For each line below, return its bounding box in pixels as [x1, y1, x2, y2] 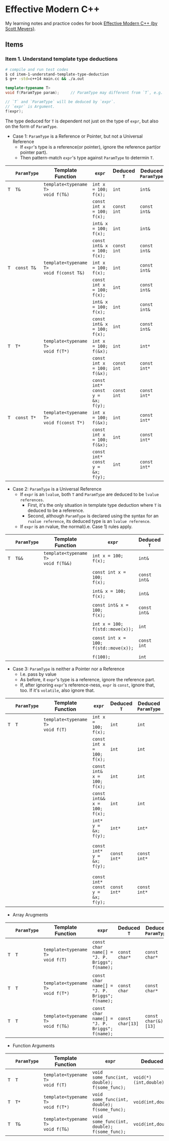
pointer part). [20, 149, 48, 155]
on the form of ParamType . [5, 123, 58, 129]
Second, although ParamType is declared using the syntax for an [27, 512, 159, 519]
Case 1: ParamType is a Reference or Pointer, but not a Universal [12, 133, 143, 139]
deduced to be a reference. [27, 507, 84, 513]
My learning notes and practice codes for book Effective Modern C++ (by [5, 20, 157, 26]
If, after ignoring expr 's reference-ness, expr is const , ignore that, [20, 682, 155, 688]
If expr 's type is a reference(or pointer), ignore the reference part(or [20, 144, 161, 150]
